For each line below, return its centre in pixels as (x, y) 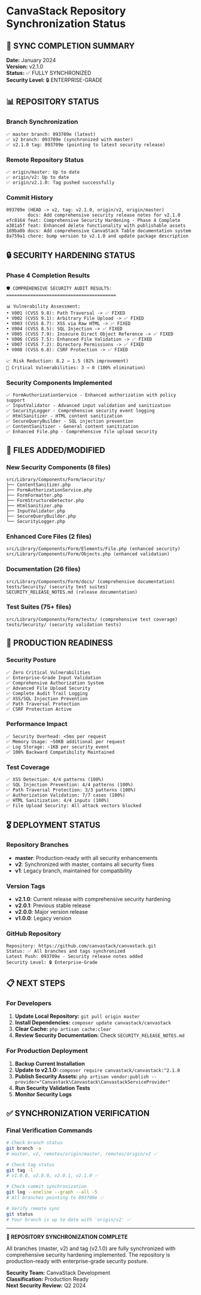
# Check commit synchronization (46, 1187)
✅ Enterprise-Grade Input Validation (54, 677)
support (16, 400)
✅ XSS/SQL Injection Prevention (47, 698)
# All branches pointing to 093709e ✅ (55, 1198)
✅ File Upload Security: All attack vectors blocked (74, 806)
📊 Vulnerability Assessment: (43, 306)
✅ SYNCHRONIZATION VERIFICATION (78, 1113)
